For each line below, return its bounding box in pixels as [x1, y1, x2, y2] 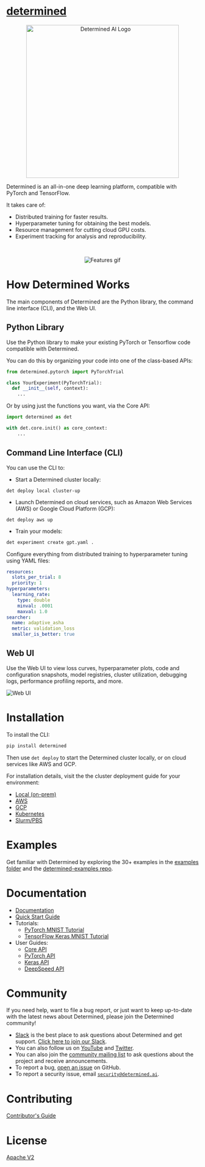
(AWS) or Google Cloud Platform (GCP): [15, 505, 115, 512]
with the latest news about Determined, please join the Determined [6, 1013, 174, 1020]
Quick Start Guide [15, 913, 60, 920]
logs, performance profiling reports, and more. [6, 677, 123, 685]
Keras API [24, 958, 49, 966]
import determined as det [6, 414, 72, 420]
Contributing [6, 1092, 73, 1106]
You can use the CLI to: [6, 464, 65, 471]
